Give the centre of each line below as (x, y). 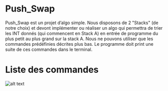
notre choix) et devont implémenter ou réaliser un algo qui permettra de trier (84, 28)
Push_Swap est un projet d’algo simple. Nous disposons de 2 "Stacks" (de (82, 23)
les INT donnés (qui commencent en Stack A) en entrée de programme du (82, 33)
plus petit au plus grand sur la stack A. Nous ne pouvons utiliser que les (79, 39)
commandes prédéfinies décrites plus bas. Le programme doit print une (79, 44)
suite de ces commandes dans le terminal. (49, 49)
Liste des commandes (52, 70)
